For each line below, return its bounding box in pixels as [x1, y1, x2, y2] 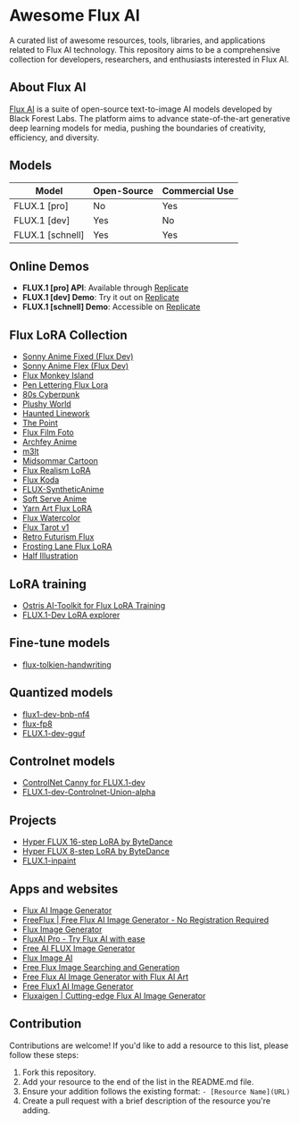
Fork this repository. [21, 1067, 96, 1078]
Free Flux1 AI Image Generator [21, 981, 134, 992]
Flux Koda [21, 474, 60, 485]
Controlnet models [9, 754, 116, 769]
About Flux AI [9, 80, 87, 95]
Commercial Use [162, 184, 235, 197]
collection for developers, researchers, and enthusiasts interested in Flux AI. [9, 54, 290, 64]
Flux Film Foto [21, 427, 74, 438]
